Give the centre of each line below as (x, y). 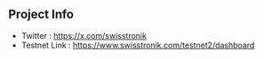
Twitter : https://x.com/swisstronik (84, 35)
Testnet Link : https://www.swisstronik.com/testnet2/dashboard (138, 45)
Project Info (41, 15)
